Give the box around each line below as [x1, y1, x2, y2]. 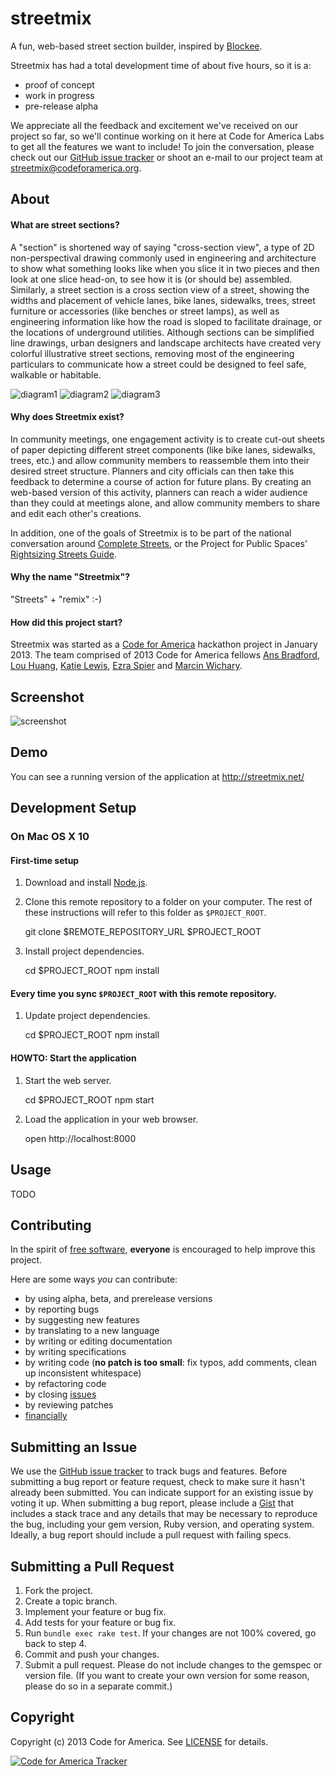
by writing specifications [24, 1346, 127, 1358]
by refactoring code [24, 1378, 107, 1390]
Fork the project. [24, 1584, 94, 1596]
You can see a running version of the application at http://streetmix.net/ [10, 770, 305, 782]
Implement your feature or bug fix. [24, 1605, 167, 1617]
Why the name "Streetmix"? [10, 571, 130, 583]
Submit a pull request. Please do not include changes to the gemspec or [24, 1658, 323, 1671]
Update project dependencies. [24, 1010, 151, 1022]
